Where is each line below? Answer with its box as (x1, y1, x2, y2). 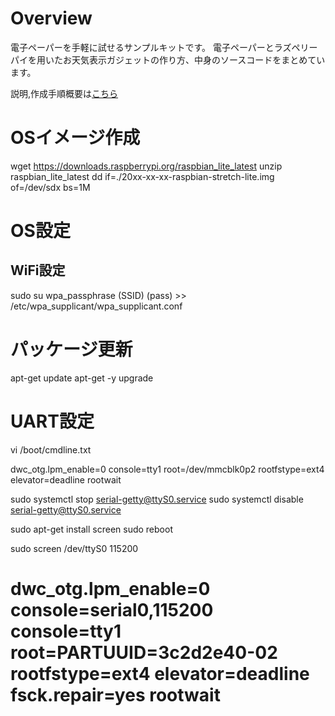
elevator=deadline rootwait (10, 473, 122, 486)
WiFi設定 (10, 262, 66, 279)
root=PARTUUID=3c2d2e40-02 (10, 641, 278, 664)
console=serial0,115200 (10, 598, 214, 621)
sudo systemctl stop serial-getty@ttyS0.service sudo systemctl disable (10, 493, 304, 505)
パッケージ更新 (10, 338, 133, 361)
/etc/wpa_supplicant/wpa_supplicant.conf (10, 300, 183, 312)
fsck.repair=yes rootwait (10, 683, 221, 706)
